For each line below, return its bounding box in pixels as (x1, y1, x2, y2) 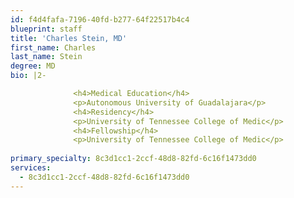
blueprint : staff (10, 24, 83, 34)
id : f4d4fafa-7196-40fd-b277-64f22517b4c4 (10, 14, 190, 25)
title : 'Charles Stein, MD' (10, 33, 128, 43)
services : (10, 163, 52, 173)
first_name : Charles (10, 42, 97, 53)
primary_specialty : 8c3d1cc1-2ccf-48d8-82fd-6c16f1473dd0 (10, 154, 257, 164)
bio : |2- (10, 71, 47, 81)
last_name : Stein (10, 52, 83, 62)
